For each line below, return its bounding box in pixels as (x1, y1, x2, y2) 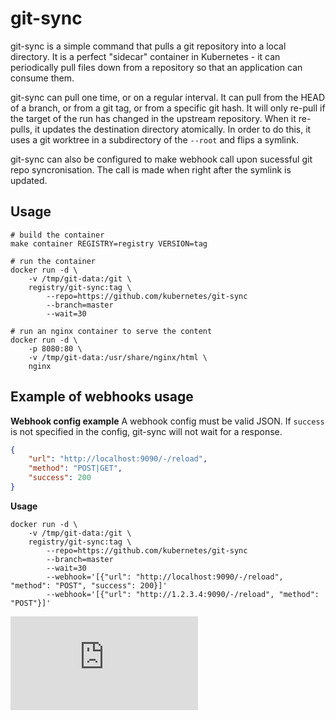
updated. (10, 174, 48, 186)
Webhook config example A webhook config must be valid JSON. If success (10, 415, 325, 427)
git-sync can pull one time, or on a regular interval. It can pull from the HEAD (10, 91, 326, 103)
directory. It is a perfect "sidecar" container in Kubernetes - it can (10, 50, 281, 62)
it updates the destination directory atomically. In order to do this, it (34, 123, 312, 135)
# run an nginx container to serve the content (10, 326, 213, 336)
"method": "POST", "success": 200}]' (10, 580, 168, 591)
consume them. (10, 72, 75, 84)
